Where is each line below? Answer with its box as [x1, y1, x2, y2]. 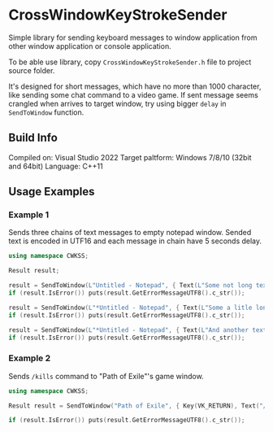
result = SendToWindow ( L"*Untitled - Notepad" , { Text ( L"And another [8, 325, 249, 334]
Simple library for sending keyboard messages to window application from [8, 33, 258, 42]
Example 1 [8, 209, 50, 220]
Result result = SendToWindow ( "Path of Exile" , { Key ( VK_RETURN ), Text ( [8, 401, 260, 410]
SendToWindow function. [8, 107, 84, 117]
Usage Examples [8, 185, 95, 199]
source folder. [8, 65, 55, 75]
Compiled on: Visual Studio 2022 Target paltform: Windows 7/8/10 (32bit [8, 152, 252, 162]
